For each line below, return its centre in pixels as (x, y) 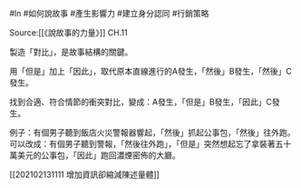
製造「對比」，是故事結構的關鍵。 (71, 52)
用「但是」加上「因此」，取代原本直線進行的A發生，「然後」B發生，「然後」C (151, 71)
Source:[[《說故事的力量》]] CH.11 (69, 33)
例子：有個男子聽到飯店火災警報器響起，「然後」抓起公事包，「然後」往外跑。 (152, 133)
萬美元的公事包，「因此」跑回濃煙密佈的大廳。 (95, 155)
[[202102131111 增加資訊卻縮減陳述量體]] (85, 174)
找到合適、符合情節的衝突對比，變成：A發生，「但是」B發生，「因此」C (141, 102)
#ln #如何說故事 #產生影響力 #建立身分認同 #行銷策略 (109, 13)
